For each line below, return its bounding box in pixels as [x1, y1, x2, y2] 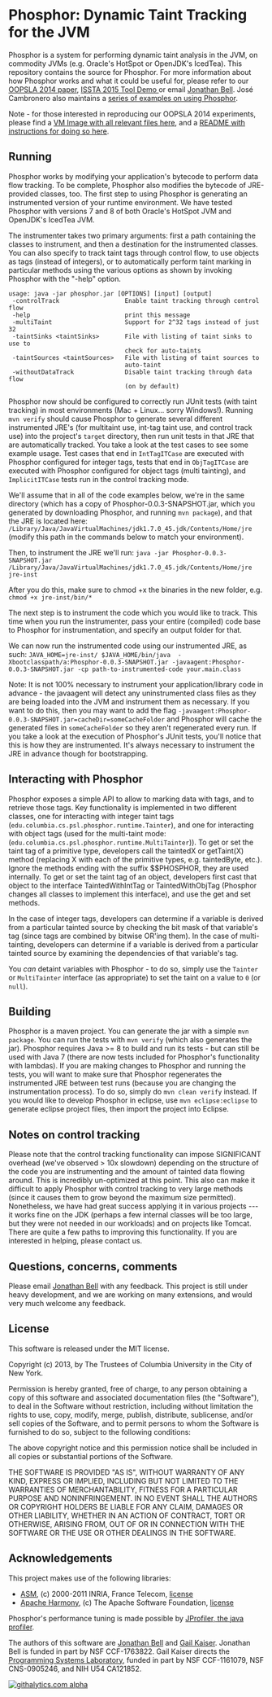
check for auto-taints [124, 346, 201, 355]
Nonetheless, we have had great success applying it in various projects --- [8, 1201, 259, 1211]
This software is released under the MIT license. [8, 1344, 170, 1353]
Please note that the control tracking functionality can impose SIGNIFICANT [8, 1150, 261, 1160]
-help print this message [11, 311, 191, 319]
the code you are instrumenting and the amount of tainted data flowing [8, 1167, 245, 1177]
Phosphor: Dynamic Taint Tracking [8, 6, 248, 24]
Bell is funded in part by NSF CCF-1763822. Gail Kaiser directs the [8, 1647, 230, 1656]
